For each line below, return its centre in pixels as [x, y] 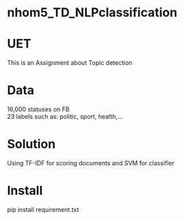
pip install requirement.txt [43, 209]
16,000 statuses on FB [38, 109]
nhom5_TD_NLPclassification [92, 13]
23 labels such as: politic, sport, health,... [65, 117]
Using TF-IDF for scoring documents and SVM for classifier [91, 163]
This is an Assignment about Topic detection [70, 63]
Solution [31, 144]
